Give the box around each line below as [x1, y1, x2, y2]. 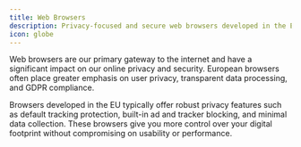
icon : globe [9, 29, 54, 38]
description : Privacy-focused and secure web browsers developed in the [9, 21, 287, 30]
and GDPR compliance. [9, 82, 95, 94]
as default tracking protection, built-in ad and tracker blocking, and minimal [9, 109, 288, 120]
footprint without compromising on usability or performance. [9, 128, 233, 139]
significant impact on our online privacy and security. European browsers [9, 63, 279, 74]
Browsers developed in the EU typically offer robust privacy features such [9, 100, 282, 110]
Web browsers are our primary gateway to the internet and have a [9, 54, 253, 65]
